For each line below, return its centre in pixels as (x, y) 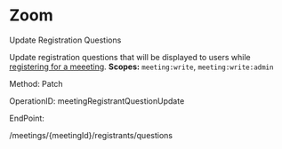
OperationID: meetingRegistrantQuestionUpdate (97, 101)
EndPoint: (27, 118)
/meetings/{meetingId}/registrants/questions (91, 135)
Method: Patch (36, 83)
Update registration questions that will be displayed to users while (130, 57)
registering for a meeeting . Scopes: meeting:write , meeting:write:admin (141, 67)
